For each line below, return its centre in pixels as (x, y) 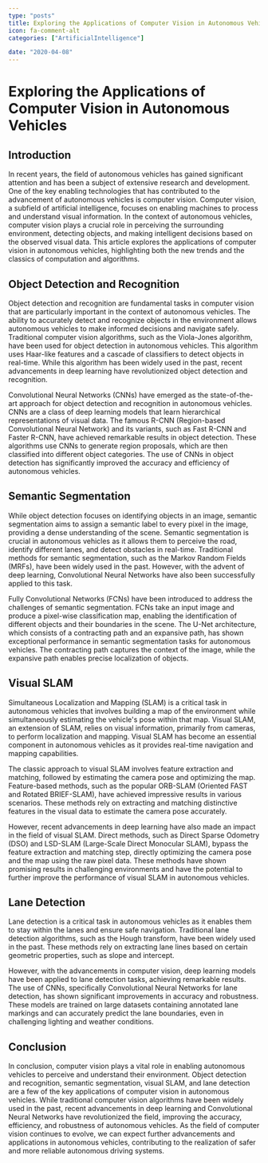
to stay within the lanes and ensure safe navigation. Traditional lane (119, 930)
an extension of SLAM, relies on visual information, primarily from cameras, (132, 727)
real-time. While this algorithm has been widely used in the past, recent (126, 362)
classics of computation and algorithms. (74, 259)
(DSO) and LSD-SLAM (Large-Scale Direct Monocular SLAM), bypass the (128, 843)
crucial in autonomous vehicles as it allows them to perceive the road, (123, 541)
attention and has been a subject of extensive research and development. (129, 183)
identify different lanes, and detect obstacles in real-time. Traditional (121, 549)
